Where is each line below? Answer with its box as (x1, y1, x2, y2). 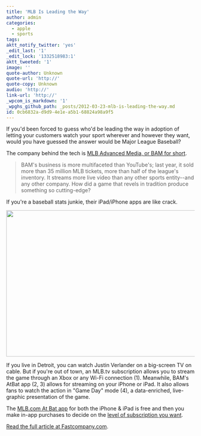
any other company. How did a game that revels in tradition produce (20, 180, 189, 187)
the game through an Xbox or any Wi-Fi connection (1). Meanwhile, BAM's (6, 374, 189, 381)
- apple (11, 25, 31, 32)
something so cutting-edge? (20, 187, 91, 194)
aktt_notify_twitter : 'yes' (6, 43, 77, 49)
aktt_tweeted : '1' (6, 59, 52, 65)
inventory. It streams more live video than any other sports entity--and (20, 174, 194, 181)
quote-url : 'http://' (6, 75, 60, 81)
